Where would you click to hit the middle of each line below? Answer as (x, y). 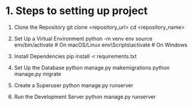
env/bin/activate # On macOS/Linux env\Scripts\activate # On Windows (101, 45)
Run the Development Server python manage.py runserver (85, 97)
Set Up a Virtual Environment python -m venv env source (83, 38)
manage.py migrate (37, 74)
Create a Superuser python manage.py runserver (74, 85)
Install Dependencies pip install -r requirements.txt (75, 56)
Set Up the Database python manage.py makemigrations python (92, 67)
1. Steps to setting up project (77, 11)
